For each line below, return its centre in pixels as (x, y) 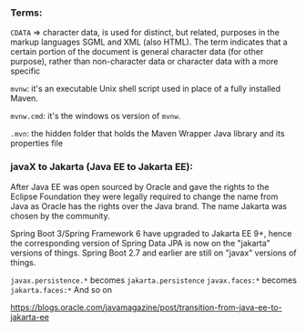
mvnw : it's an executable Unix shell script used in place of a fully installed (146, 89)
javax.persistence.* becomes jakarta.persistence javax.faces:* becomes (153, 280)
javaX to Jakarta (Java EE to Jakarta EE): (102, 167)
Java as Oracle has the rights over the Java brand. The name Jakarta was (149, 206)
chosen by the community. (60, 216)
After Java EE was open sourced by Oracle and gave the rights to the (140, 186)
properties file (36, 144)
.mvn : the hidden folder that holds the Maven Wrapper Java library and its (148, 134)
